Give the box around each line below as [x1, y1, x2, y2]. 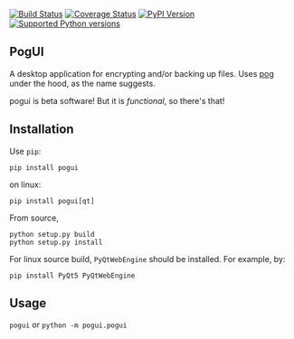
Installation [9, 122, 74, 137]
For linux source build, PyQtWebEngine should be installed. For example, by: [9, 253, 286, 264]
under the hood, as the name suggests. [9, 78, 156, 89]
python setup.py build [9, 230, 95, 239]
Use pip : [9, 146, 42, 156]
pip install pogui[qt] [9, 196, 95, 205]
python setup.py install [9, 238, 103, 247]
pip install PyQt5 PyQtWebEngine [9, 271, 136, 280]
